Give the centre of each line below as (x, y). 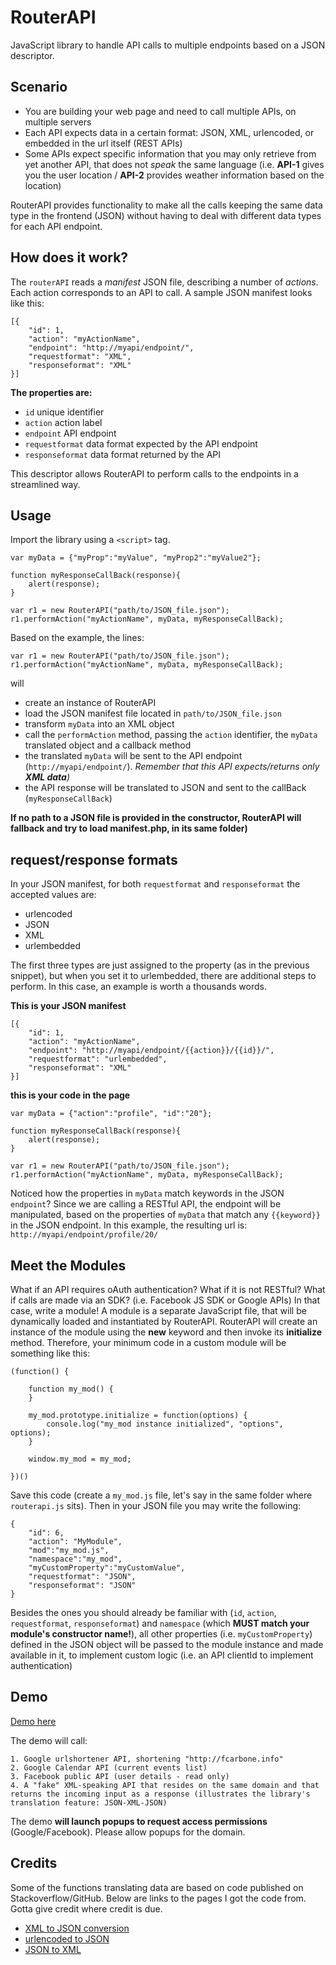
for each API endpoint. (56, 226)
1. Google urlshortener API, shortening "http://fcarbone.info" (147, 1759)
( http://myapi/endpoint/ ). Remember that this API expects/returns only (172, 767)
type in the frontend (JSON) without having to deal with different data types (166, 215)
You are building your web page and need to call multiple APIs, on (160, 111)
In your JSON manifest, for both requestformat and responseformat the (155, 884)
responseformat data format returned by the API (123, 454)
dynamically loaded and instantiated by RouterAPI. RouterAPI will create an (164, 1321)
